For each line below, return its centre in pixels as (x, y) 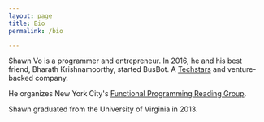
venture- (242, 69)
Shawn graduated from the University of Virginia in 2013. (103, 109)
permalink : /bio (36, 31)
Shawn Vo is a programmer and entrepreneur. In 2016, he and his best (125, 61)
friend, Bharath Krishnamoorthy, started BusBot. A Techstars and (117, 69)
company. (52, 78)
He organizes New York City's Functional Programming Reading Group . (128, 94)
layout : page (30, 16)
